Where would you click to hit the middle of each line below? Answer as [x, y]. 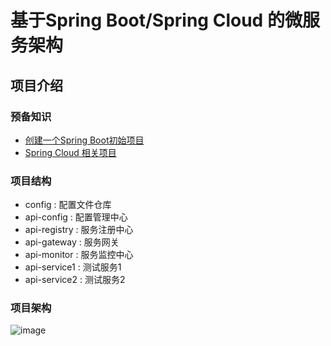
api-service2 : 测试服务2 [75, 280]
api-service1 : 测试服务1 [73, 267]
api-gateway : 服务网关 [72, 242]
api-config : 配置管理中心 [76, 217]
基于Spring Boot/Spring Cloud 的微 [156, 20]
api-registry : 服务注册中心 [79, 230]
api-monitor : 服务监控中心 [79, 255]
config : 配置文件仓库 [68, 205]
